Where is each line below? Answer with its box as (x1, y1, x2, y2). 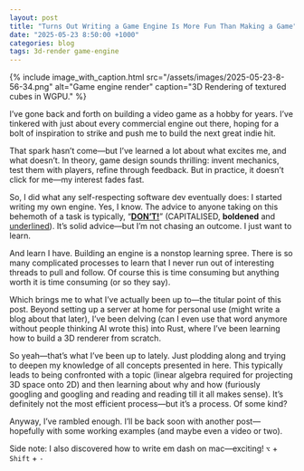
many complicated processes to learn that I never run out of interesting (9, 257, 274, 268)
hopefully (9, 426, 45, 437)
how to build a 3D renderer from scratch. (9, 332, 161, 344)
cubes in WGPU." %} (9, 91, 88, 102)
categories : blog (9, 38, 75, 48)
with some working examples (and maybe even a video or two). (46, 426, 283, 437)
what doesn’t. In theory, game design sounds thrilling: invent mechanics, (9, 155, 280, 166)
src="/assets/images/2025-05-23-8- (146, 72, 285, 82)
